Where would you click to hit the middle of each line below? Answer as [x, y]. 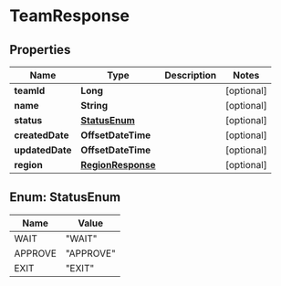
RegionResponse [119, 165]
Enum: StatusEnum [65, 197]
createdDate [42, 135]
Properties [40, 50]
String [94, 106]
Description [191, 75]
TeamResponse [70, 16]
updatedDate [43, 150]
